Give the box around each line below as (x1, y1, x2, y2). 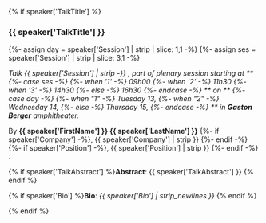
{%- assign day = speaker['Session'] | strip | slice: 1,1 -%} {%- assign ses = (8, 45, 256, 54)
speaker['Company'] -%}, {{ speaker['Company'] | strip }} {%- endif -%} (8, 135, 248, 144)
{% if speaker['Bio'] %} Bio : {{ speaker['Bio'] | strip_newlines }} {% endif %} (8, 191, 257, 201)
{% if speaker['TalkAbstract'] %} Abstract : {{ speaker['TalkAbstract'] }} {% (8, 167, 254, 177)
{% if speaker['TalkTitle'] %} (8, 7, 101, 16)
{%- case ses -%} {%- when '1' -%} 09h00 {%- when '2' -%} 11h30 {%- (8, 77, 247, 87)
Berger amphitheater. (8, 111, 80, 120)
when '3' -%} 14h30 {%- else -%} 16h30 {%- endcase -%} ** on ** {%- (8, 85, 246, 95)
